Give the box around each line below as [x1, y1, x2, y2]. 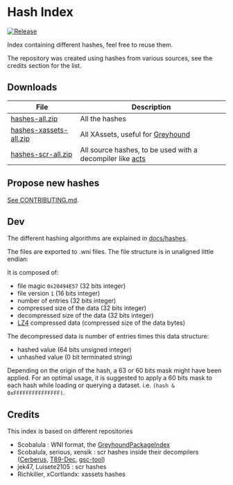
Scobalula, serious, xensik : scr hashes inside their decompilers [17, 448, 199, 457]
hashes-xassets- [10, 125, 69, 135]
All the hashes [80, 114, 126, 124]
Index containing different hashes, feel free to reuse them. [7, 40, 173, 49]
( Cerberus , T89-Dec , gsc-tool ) [17, 455, 105, 463]
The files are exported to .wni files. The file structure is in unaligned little [7, 248, 214, 256]
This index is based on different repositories [7, 427, 133, 436]
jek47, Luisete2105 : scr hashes [17, 463, 107, 471]
